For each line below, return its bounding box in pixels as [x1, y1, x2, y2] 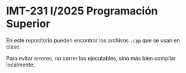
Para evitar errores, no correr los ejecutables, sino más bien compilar [6, 54, 176, 62]
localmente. [6, 61, 35, 68]
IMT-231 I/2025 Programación [6, 4, 158, 18]
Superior [6, 17, 51, 31]
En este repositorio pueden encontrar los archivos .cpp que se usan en [6, 36, 180, 44]
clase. [6, 43, 21, 50]
